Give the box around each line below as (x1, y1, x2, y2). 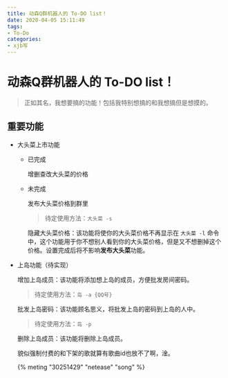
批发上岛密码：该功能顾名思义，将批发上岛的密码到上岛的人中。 (17, 305, 199, 313)
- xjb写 (7, 42, 28, 49)
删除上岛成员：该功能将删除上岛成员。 (17, 334, 126, 343)
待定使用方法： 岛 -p (34, 319, 92, 327)
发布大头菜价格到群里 (27, 199, 88, 208)
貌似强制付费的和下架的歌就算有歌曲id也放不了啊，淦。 (17, 349, 174, 357)
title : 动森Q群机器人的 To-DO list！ (7, 10, 108, 17)
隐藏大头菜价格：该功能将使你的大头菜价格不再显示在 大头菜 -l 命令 (27, 228, 220, 237)
